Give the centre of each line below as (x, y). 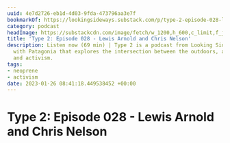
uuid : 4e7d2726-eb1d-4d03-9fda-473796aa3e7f (72, 13)
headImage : (23, 32)
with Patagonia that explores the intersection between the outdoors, (116, 52)
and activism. (33, 58)
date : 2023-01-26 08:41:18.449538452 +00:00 (72, 83)
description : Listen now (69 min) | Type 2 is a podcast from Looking (110, 45)
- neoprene (23, 70)
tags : (15, 64)
